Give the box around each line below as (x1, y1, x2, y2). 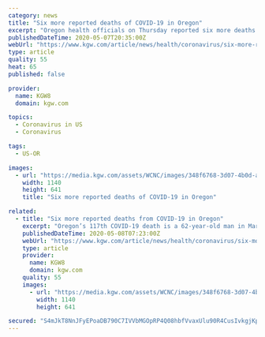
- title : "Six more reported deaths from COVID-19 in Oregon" (15, 215, 224, 223)
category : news (8, 11, 58, 20)
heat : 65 (8, 63, 37, 71)
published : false (8, 70, 65, 78)
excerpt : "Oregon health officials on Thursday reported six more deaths (8, 26, 256, 34)
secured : (8, 317, 37, 325)
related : (8, 208, 37, 215)
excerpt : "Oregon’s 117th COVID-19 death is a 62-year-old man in (22, 222, 245, 230)
